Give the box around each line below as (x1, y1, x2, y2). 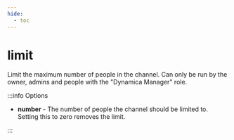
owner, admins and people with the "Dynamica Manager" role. (7, 78, 188, 87)
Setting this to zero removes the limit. (17, 113, 126, 121)
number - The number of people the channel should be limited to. (17, 105, 209, 113)
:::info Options (7, 91, 48, 100)
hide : (7, 10, 23, 18)
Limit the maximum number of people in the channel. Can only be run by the (7, 70, 228, 79)
